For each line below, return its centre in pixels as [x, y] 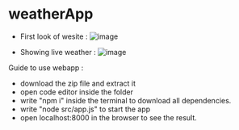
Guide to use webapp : [46, 67]
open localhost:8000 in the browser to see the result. [109, 117]
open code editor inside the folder [77, 92]
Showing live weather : [58, 52]
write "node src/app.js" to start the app [85, 109]
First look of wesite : [54, 36]
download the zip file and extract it [78, 83]
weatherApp [51, 14]
